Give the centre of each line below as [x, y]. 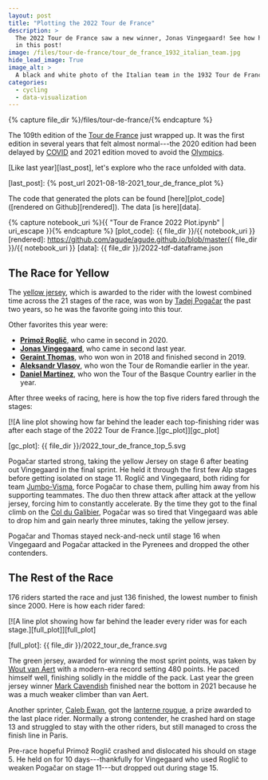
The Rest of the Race [61, 578]
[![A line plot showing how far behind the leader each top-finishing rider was [134, 422]
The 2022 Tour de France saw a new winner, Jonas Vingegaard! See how [135, 38]
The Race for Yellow [59, 273]
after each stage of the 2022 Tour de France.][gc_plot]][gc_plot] [114, 431]
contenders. [28, 553]
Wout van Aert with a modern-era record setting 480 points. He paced [124, 669]
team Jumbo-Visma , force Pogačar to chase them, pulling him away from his [134, 487]
